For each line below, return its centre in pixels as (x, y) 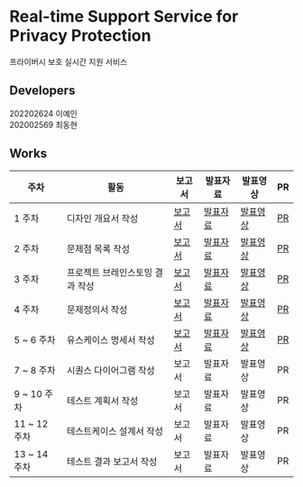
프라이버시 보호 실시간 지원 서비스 (69, 61)
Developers (42, 90)
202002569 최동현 (44, 124)
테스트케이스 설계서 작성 (115, 431)
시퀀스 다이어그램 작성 (110, 370)
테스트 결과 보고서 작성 (112, 461)
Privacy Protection (80, 36)
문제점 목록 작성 (98, 248)
